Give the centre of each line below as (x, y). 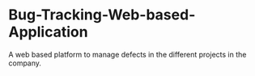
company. (25, 63)
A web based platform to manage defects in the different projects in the (127, 54)
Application (48, 32)
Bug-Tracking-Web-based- (102, 15)
